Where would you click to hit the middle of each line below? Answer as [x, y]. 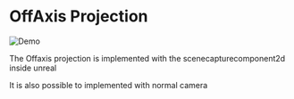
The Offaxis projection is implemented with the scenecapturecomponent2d [147, 58]
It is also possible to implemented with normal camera [109, 85]
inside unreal [33, 68]
